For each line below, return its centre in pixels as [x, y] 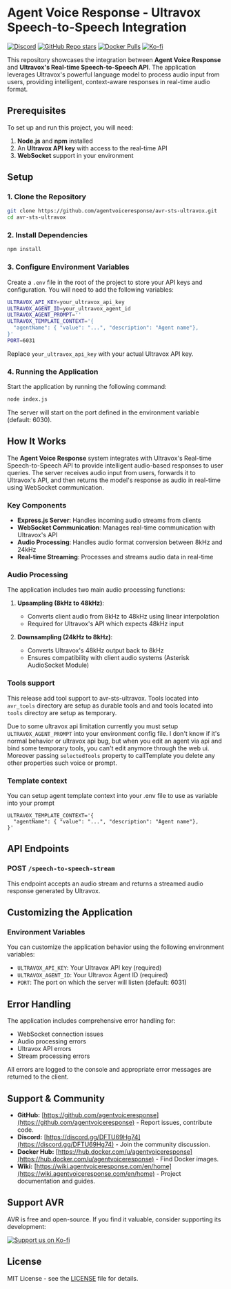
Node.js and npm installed [55, 141]
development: [27, 1226]
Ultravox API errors [44, 1049]
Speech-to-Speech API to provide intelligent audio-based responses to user [115, 465]
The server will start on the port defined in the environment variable [103, 412]
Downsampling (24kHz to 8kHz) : [65, 637]
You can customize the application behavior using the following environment [115, 947]
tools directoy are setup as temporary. [62, 712]
